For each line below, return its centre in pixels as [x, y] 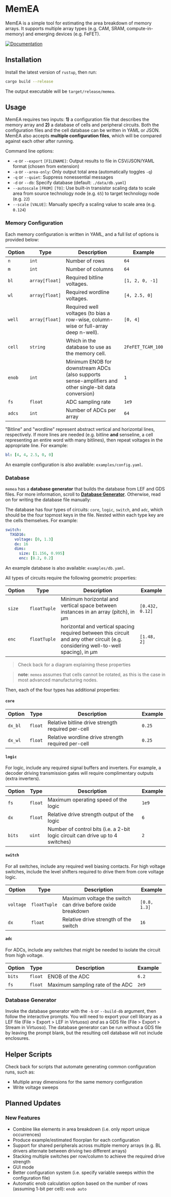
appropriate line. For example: [37, 445]
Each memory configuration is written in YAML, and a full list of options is [82, 234]
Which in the [81, 340]
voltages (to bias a [88, 313]
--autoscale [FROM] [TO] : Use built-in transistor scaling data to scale [84, 188]
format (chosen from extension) [46, 166]
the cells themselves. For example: [41, 520]
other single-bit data [91, 387]
